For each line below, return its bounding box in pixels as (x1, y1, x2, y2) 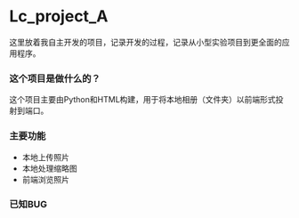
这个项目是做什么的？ (9, 72, 101, 85)
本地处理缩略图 (21, 163, 77, 174)
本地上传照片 (21, 151, 69, 162)
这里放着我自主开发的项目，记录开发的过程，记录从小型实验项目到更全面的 (9, 36, 282, 47)
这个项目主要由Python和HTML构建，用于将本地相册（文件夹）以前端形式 (9, 94, 276, 105)
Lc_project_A (9, 6, 109, 27)
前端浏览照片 (21, 174, 69, 184)
